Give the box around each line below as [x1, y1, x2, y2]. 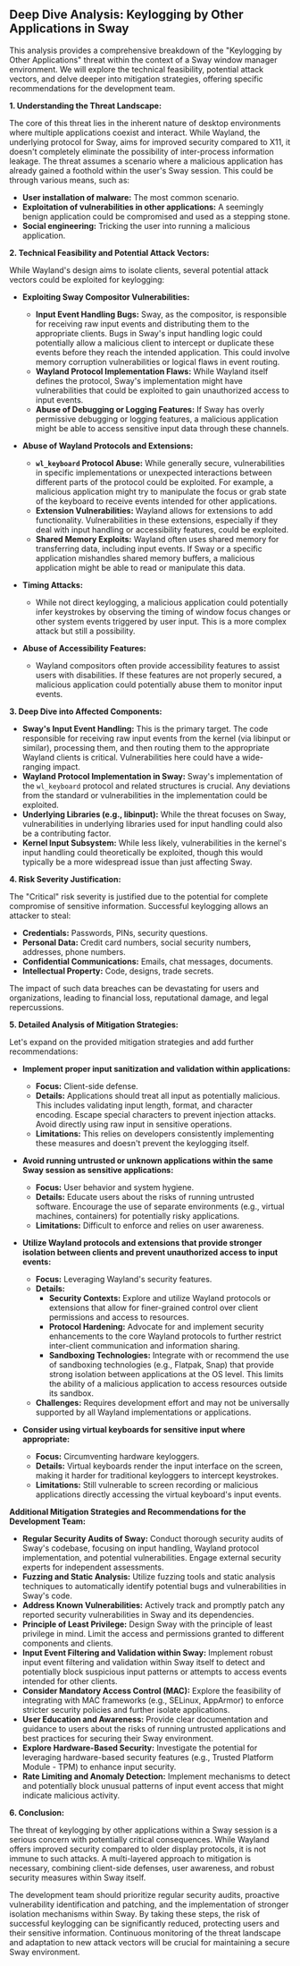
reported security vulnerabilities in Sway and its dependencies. [21, 1609, 254, 1620]
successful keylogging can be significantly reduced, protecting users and [9, 1918, 279, 1928]
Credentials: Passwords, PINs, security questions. [21, 927, 208, 938]
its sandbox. [48, 1387, 94, 1399]
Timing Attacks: [21, 579, 83, 590]
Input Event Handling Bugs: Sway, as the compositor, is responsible [35, 309, 287, 319]
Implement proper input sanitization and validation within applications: [21, 1063, 291, 1074]
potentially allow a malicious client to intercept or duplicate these [35, 337, 275, 348]
